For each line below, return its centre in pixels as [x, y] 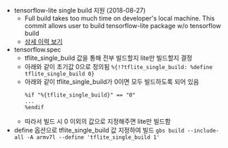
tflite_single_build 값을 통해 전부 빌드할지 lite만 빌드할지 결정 [108, 58]
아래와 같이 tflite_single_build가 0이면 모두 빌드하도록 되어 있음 [112, 82]
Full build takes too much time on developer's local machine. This [120, 18]
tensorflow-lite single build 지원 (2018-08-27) [80, 10]
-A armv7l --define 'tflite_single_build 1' [94, 137]
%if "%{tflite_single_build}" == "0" [80, 95]
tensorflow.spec [37, 49]
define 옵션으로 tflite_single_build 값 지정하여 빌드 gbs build [99, 130]
